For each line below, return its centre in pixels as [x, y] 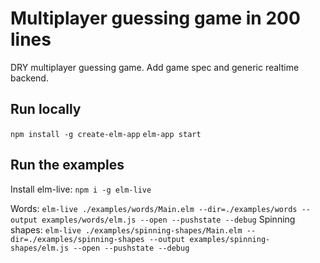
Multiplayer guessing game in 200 [155, 18]
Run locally [46, 109]
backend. [29, 78]
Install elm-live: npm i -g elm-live [81, 189]
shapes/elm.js [40, 248]
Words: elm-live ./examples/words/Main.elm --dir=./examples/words [154, 208]
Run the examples [67, 165]
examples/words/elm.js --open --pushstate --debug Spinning [168, 219]
